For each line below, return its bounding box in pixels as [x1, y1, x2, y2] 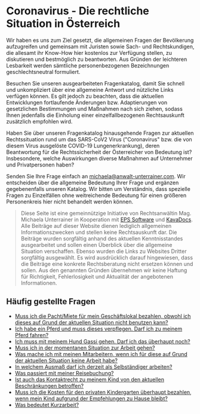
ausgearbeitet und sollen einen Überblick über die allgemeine [20, 241, 173, 248]
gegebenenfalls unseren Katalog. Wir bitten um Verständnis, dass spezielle [6, 185, 191, 192]
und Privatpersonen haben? [6, 161, 75, 168]
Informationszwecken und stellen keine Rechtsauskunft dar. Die [20, 228, 177, 236]
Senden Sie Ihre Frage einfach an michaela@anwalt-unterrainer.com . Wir [6, 172, 186, 180]
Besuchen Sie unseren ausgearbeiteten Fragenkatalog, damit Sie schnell [6, 79, 185, 87]
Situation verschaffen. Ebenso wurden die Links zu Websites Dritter [20, 248, 187, 255]
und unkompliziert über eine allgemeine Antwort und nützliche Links [6, 86, 174, 93]
